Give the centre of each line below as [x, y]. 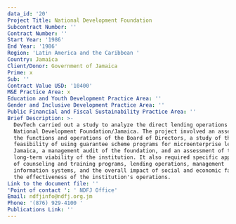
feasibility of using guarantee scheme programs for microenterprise [117, 145]
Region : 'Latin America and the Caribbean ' [73, 53]
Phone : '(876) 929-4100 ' [45, 203]
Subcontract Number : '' [42, 27]
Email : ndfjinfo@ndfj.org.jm [50, 197]
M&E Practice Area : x [39, 92]
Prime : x [20, 72]
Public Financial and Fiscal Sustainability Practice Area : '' [102, 112]
